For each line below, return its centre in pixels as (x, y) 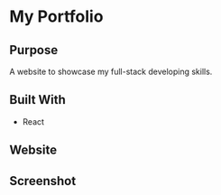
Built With (37, 100)
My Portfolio (56, 17)
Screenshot (43, 181)
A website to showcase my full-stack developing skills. (111, 71)
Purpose (34, 50)
